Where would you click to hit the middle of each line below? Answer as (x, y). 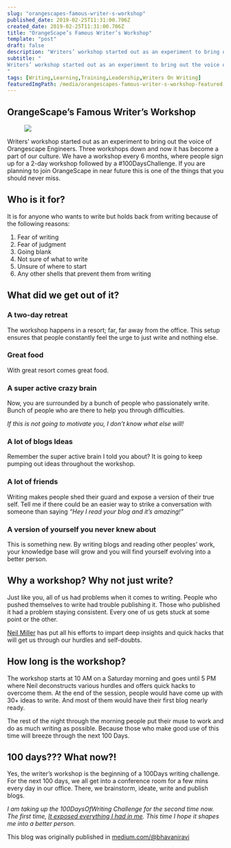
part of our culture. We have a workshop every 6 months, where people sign (115, 157)
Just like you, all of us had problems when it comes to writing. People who (112, 597)
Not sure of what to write (52, 259)
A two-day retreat (37, 315)
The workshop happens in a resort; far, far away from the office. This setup (113, 330)
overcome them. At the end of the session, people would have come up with (115, 693)
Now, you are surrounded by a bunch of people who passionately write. (108, 403)
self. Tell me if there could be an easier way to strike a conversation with (109, 504)
